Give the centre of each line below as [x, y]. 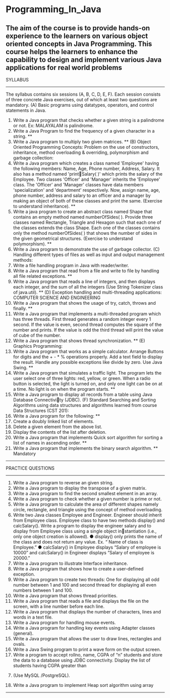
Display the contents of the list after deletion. [60, 432]
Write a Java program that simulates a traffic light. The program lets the [87, 373]
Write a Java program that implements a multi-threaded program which [87, 314]
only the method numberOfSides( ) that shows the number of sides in [85, 233]
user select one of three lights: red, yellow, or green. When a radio [82, 378]
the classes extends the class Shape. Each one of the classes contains [87, 228]
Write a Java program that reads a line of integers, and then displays [84, 281]
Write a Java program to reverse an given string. [63, 483]
